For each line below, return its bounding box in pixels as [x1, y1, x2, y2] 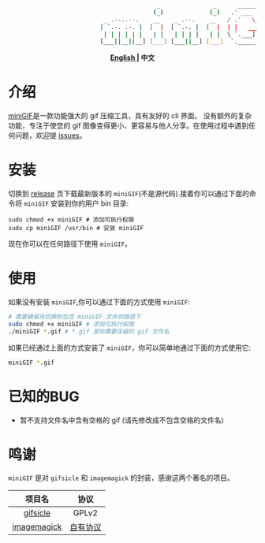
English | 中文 [110, 53, 155, 62]
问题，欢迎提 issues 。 [14, 131, 87, 140]
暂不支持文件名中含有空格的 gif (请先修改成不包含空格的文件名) [19, 415, 225, 425]
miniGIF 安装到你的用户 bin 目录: [23, 199, 129, 208]
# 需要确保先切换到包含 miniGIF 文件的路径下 [8, 313, 141, 321]
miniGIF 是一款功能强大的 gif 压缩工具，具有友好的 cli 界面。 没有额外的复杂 [8, 111, 252, 121]
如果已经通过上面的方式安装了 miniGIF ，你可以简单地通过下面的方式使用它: [8, 343, 252, 352]
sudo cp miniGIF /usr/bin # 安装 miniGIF [8, 225, 144, 232]
